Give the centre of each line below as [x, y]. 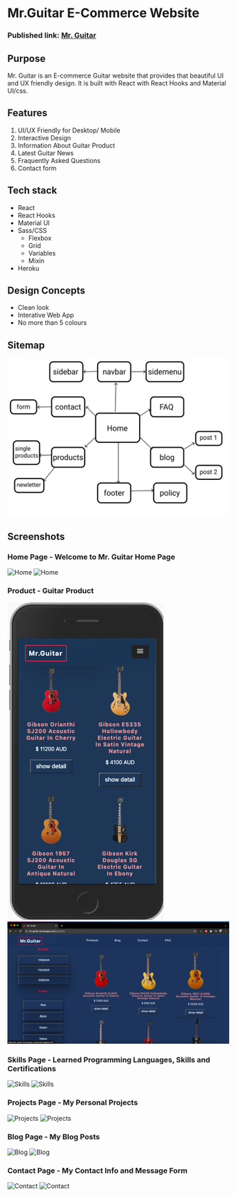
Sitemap [26, 345]
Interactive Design [44, 137]
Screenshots [36, 537]
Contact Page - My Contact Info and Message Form [98, 1171]
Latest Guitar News [46, 153]
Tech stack [32, 190]
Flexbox [40, 238]
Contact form [37, 168]
